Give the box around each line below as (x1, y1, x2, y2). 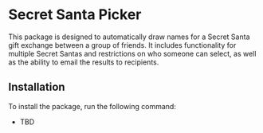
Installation (8, 80, 65, 94)
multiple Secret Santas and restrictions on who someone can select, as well (8, 49, 257, 58)
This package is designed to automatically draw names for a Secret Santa (8, 32, 250, 41)
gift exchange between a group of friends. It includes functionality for (8, 40, 237, 49)
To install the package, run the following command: (8, 101, 177, 111)
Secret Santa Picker (8, 6, 142, 24)
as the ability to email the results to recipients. (8, 57, 159, 67)
